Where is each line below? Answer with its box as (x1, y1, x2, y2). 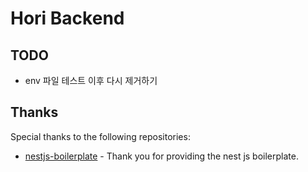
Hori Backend (10, 7, 125, 30)
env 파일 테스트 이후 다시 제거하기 (24, 75, 158, 86)
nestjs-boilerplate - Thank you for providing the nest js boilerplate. (24, 150, 299, 162)
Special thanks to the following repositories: (10, 130, 191, 142)
